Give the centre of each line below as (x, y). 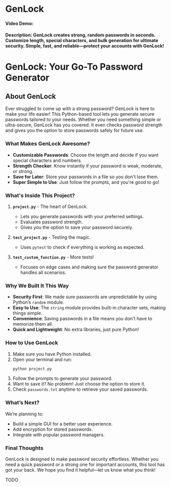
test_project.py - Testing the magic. (52, 237)
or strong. (23, 171)
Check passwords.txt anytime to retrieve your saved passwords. (80, 389)
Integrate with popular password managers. (58, 435)
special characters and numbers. (47, 160)
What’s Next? (22, 403)
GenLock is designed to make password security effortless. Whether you (82, 459)
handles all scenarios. (43, 272)
